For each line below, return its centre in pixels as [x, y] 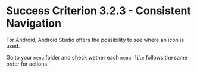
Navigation [34, 23]
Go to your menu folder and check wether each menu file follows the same [97, 57]
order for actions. [27, 64]
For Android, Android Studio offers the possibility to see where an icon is [95, 40]
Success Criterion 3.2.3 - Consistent [99, 11]
